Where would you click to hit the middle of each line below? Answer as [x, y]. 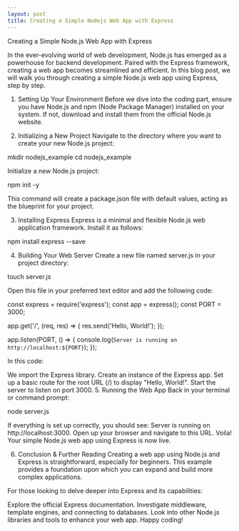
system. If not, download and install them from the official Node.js [115, 114]
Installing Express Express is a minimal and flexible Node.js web [111, 220]
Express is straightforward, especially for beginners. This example [115, 462]
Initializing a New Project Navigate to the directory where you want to [119, 136]
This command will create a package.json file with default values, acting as [118, 198]
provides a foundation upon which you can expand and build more [115, 469]
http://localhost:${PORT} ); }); [52, 347]
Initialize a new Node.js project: [54, 171]
